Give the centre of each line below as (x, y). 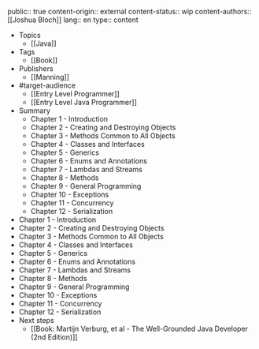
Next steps (36, 320)
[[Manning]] (50, 77)
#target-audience (47, 85)
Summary (34, 111)
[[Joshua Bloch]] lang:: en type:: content (73, 20)
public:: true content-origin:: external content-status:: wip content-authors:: (129, 11)
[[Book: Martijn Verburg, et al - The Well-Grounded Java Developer (139, 328)
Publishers (36, 69)
